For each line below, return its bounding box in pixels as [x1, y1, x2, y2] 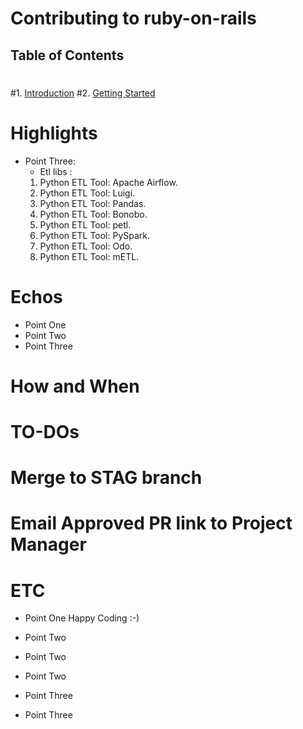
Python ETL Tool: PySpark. [39, 229, 151, 241]
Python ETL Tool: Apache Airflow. [39, 176, 178, 188]
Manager [10, 533, 87, 556]
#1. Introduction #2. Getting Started [10, 87, 156, 99]
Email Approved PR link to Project [10, 512, 293, 535]
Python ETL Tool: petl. [39, 218, 132, 231]
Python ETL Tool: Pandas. [39, 197, 147, 209]
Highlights [10, 122, 98, 144]
